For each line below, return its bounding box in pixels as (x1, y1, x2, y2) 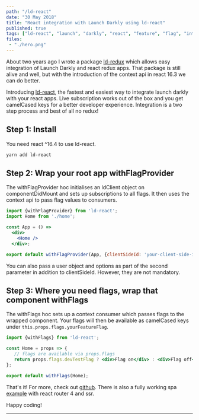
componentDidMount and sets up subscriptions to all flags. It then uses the (6, 190, 190, 198)
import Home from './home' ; (6, 214, 76, 219)
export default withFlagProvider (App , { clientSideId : (6, 252, 142, 257)
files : (6, 36, 23, 42)
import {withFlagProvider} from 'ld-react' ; (6, 208, 118, 214)
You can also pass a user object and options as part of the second (6, 262, 168, 269)
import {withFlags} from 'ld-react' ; (6, 335, 99, 341)
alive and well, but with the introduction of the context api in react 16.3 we (6, 71, 186, 78)
